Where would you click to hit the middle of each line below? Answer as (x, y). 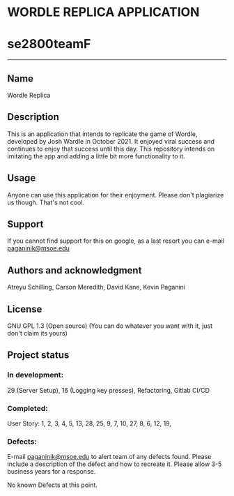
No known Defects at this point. (52, 485)
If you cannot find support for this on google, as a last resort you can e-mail (116, 241)
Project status (38, 355)
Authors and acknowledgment (75, 270)
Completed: (28, 408)
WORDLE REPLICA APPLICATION (103, 12)
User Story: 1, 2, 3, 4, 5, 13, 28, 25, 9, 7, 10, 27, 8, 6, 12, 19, (89, 423)
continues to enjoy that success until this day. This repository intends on (111, 149)
